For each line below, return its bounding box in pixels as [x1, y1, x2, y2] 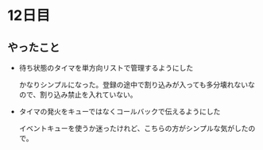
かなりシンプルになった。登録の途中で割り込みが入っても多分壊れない [18, 80, 248, 89]
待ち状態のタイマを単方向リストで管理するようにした [18, 63, 194, 72]
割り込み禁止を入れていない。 [40, 90, 137, 99]
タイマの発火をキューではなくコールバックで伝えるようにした [18, 107, 221, 116]
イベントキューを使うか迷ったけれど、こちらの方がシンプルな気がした [18, 124, 249, 133]
